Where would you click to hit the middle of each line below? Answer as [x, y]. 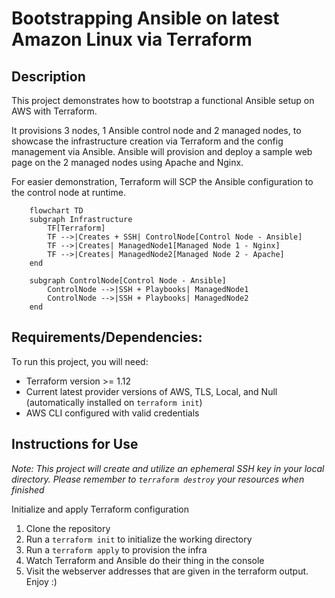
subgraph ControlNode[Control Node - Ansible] [128, 281]
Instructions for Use [75, 444]
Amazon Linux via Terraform [132, 39]
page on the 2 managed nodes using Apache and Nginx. [127, 162]
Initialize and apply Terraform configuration [100, 509]
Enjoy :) [41, 581]
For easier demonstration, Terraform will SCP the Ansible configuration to [162, 181]
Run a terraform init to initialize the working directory [139, 539]
